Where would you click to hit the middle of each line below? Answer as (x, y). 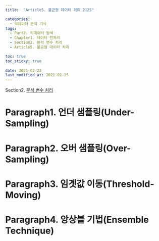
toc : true (16, 56)
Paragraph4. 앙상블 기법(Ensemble (77, 220)
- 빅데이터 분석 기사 (28, 24)
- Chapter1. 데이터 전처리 (35, 38)
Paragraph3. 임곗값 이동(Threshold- (80, 184)
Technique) (30, 231)
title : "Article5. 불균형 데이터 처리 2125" (50, 10)
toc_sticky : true (23, 61)
